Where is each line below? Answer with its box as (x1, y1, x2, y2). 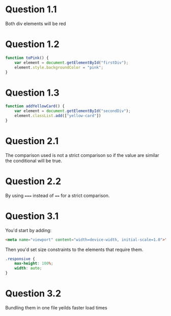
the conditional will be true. (5, 157, 62, 164)
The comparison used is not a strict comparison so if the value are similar (5, 152, 159, 158)
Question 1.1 (5, 4, 57, 15)
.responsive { (5, 256, 36, 261)
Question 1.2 (5, 38, 60, 50)
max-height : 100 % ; (14, 261, 53, 266)
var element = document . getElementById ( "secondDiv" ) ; (14, 108, 131, 114)
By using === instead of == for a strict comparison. (5, 192, 110, 198)
